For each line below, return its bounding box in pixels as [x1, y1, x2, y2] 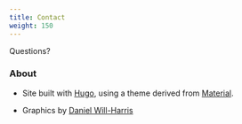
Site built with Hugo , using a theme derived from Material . [21, 88, 234, 98]
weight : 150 [9, 21, 53, 30]
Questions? [9, 45, 51, 56]
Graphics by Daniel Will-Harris [21, 105, 133, 115]
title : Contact [9, 12, 66, 22]
